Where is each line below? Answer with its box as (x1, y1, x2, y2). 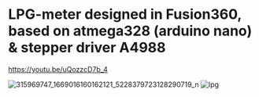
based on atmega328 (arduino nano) (8, 22, 253, 40)
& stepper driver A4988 (8, 39, 167, 56)
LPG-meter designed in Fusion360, (8, 5, 242, 23)
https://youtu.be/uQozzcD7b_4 (8, 64, 109, 74)
